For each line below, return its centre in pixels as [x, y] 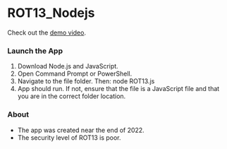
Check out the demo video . [47, 32]
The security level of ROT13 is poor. [69, 137]
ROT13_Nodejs [51, 13]
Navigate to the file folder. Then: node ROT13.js [86, 81]
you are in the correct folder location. [72, 96]
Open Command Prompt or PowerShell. [75, 74]
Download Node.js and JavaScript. [68, 66]
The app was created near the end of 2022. [81, 130]
